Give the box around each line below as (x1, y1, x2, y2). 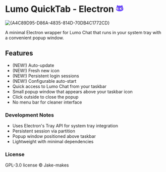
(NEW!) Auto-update (12, 62, 55, 68)
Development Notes (5, 112, 55, 118)
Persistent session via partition (12, 128, 75, 134)
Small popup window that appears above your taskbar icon (12, 88, 133, 95)
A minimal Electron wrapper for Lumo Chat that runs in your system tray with (5, 29, 162, 35)
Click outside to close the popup (12, 94, 79, 100)
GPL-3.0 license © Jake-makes (5, 162, 69, 168)
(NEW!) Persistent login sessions (12, 73, 79, 79)
